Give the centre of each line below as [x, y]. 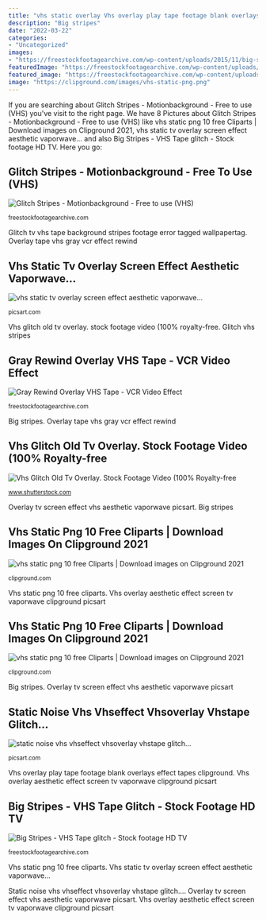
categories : [28, 38]
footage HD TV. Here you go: [55, 147]
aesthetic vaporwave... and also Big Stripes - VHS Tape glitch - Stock [122, 138]
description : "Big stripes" [55, 23]
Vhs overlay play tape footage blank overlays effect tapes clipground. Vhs [129, 773]
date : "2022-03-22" [40, 30]
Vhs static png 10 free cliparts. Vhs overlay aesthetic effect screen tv [121, 593]
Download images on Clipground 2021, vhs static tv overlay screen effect [128, 130]
